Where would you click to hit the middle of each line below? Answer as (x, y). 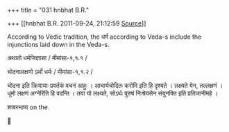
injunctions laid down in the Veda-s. (58, 45)
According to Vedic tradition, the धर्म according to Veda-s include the (104, 37)
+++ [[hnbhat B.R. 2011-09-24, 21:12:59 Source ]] (77, 23)
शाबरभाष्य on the (28, 107)
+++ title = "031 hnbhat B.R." (48, 10)
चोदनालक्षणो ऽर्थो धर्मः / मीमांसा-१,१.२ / (50, 72)
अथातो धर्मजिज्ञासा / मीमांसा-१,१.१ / (48, 58)
